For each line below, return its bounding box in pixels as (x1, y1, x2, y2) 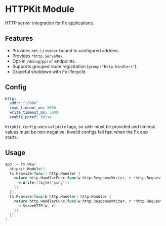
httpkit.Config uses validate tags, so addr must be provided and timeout (5, 123, 156, 130)
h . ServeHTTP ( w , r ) (18, 203, 56, 208)
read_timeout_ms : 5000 (9, 105, 56, 110)
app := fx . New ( (5, 161, 37, 167)
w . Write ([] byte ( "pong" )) (18, 180, 70, 185)
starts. (5, 134, 18, 140)
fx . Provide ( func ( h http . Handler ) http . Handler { (9, 194, 112, 199)
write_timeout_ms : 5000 (9, 110, 58, 115)
